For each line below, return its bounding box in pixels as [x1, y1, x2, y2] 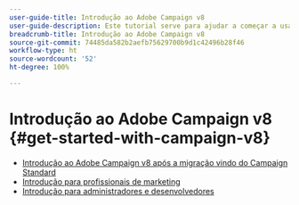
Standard [21, 167, 56, 177]
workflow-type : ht [9, 46, 77, 55]
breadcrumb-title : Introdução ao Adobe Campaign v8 [9, 29, 205, 38]
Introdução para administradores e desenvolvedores [21, 185, 215, 196]
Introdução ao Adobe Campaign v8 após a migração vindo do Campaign [21, 157, 288, 168]
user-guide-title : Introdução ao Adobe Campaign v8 [9, 12, 205, 22]
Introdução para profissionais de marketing [21, 176, 181, 187]
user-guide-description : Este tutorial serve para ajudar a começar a [9, 21, 277, 30]
